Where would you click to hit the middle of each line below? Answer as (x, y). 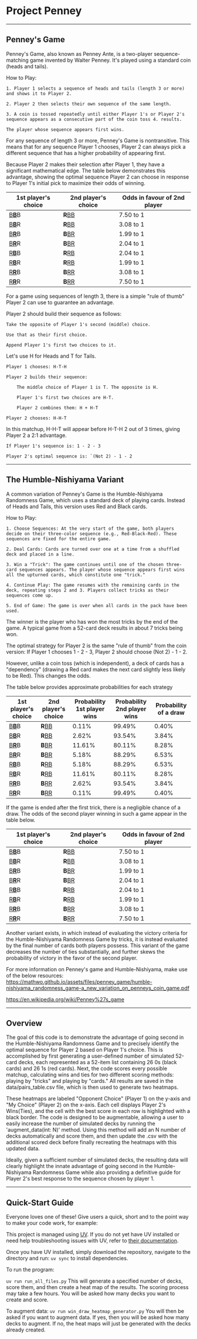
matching (18, 60)
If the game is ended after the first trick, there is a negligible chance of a (93, 807)
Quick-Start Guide (40, 1202)
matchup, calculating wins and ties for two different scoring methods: (90, 1075)
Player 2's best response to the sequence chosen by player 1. (80, 1179)
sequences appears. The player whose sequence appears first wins (102, 570)
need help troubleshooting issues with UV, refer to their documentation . (92, 1241)
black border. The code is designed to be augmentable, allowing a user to (95, 1118)
